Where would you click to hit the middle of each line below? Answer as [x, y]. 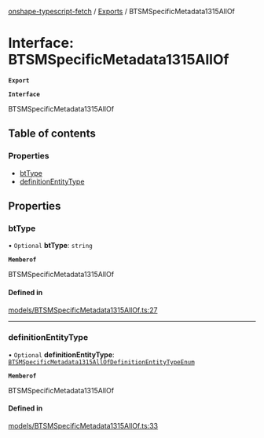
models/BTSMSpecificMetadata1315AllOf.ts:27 [83, 310]
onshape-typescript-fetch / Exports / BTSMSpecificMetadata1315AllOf [122, 11]
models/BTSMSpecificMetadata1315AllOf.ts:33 [83, 426]
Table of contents [52, 134]
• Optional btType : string [50, 246]
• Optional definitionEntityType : [62, 354]
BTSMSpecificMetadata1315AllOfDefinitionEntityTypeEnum [101, 362]
